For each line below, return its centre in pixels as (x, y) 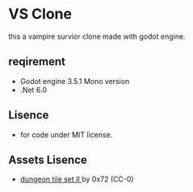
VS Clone (40, 14)
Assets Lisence (48, 159)
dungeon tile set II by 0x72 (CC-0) (77, 179)
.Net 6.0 (33, 90)
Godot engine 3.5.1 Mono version (75, 81)
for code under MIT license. (66, 135)
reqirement (37, 62)
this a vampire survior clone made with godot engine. (97, 36)
